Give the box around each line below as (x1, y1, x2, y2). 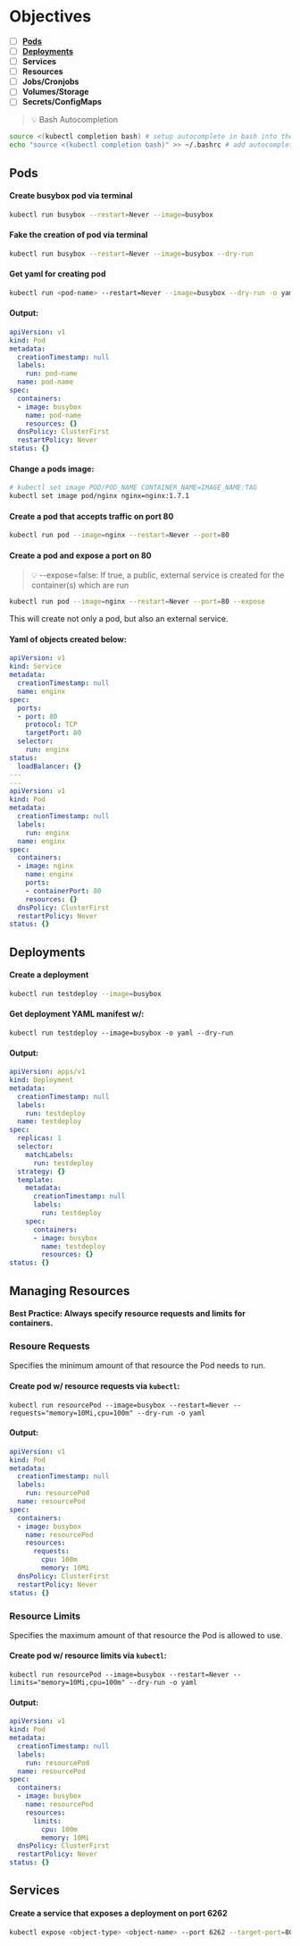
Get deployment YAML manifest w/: (9, 1009, 145, 1020)
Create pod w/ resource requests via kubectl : (9, 1381, 180, 1392)
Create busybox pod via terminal (9, 190, 133, 201)
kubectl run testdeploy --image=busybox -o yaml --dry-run (9, 1028, 234, 1037)
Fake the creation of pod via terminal (9, 230, 148, 241)
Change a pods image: (9, 463, 95, 474)
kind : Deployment (9, 1076, 74, 1085)
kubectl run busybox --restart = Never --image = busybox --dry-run (9, 249, 254, 258)
